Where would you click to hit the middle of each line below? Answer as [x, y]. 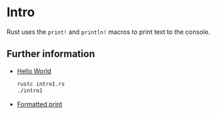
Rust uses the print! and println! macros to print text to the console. [108, 32]
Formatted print [40, 104]
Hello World [34, 71]
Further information [51, 54]
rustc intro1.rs [41, 84]
